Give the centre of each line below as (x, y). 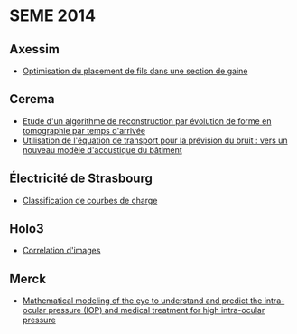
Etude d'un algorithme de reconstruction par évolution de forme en (147, 121)
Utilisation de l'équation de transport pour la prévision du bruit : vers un (155, 140)
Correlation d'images (61, 251)
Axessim (35, 49)
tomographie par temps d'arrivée (84, 130)
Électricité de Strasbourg (81, 179)
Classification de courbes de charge (90, 200)
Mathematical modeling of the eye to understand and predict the (142, 301)
